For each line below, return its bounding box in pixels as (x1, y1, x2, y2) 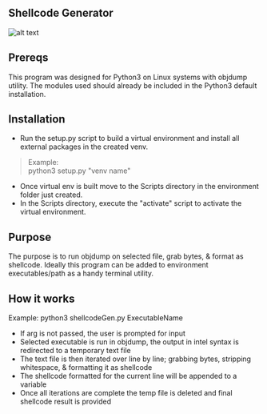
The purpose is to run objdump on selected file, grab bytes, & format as (8, 251, 244, 261)
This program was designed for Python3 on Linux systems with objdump (8, 72, 248, 82)
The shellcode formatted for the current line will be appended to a (19, 372, 237, 381)
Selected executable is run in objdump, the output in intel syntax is (19, 337, 240, 347)
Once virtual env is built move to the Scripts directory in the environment (19, 182, 260, 191)
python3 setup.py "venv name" (27, 166, 131, 175)
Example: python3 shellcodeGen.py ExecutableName (8, 313, 184, 323)
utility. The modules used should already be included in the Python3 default (8, 80, 257, 90)
